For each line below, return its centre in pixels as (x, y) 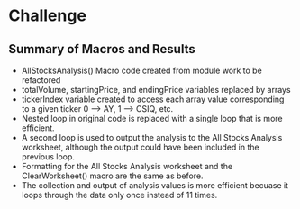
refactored (41, 80)
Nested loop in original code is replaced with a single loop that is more (152, 118)
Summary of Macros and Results (102, 49)
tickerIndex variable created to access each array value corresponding (153, 99)
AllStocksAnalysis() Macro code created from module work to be (141, 70)
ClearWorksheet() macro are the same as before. (112, 176)
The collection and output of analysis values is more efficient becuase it (155, 185)
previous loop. (48, 157)
